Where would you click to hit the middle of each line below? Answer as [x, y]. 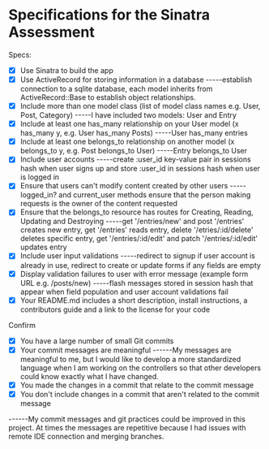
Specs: [20, 54]
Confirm [22, 325]
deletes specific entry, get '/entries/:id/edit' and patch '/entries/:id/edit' [139, 239]
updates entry [43, 247]
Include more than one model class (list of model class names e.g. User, [140, 106]
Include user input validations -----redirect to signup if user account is [137, 256]
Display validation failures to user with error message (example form [134, 274]
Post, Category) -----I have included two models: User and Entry [128, 115]
